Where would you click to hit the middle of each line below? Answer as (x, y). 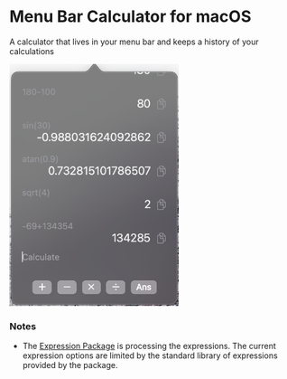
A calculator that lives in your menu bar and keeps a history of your (134, 42)
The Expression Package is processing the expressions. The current (149, 346)
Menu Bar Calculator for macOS (130, 17)
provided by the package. (70, 365)
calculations (32, 51)
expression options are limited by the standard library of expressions (150, 355)
